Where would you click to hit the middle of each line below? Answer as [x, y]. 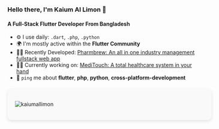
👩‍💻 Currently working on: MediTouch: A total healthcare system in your [104, 65]
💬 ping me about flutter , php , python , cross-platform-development [101, 78]
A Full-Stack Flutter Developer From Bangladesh [69, 24]
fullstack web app [38, 59]
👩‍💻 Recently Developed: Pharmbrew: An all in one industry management [105, 53]
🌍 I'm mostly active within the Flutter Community [78, 44]
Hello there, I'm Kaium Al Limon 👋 [57, 10]
